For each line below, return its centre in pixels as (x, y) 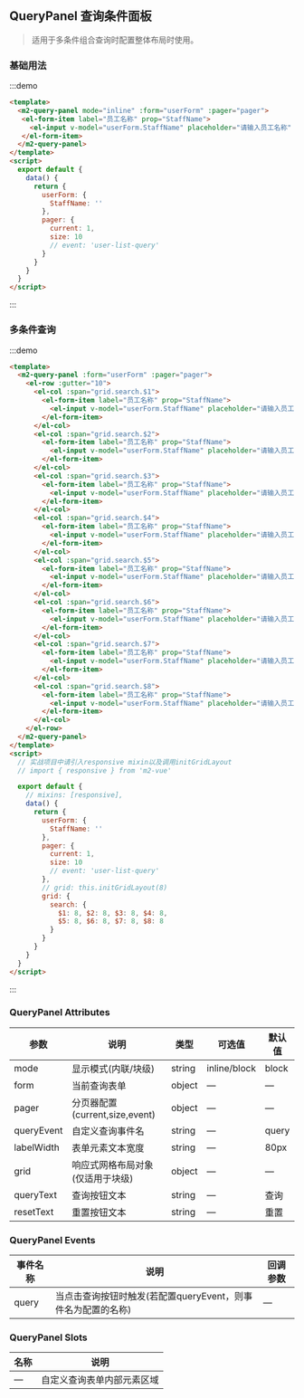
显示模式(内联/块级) (114, 1069)
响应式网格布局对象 (113, 1165)
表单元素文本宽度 (108, 1147)
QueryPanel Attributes (60, 1013)
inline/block (231, 1068)
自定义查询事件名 (108, 1131)
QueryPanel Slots (48, 1337)
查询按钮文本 (99, 1195)
